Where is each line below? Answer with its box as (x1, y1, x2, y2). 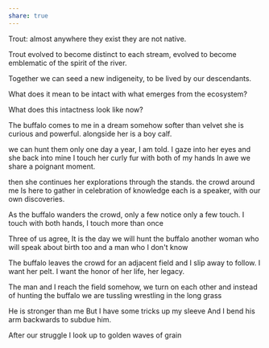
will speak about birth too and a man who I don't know (8, 242, 188, 252)
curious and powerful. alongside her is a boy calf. (8, 129, 172, 138)
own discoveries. (8, 194, 65, 203)
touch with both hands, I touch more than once (8, 218, 163, 227)
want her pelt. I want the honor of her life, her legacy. (8, 266, 185, 276)
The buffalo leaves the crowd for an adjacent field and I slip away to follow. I (8, 258, 261, 268)
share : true (8, 11, 48, 20)
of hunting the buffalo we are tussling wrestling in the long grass (8, 290, 222, 300)
